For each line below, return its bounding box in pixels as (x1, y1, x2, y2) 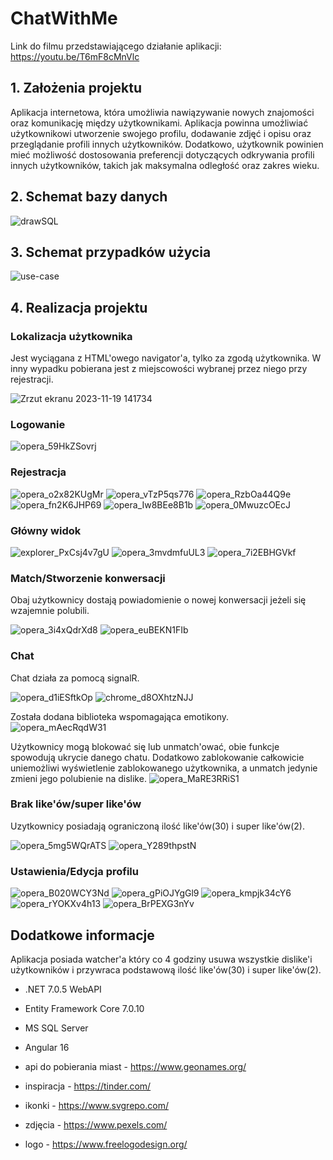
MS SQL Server (24, 1022, 89, 1034)
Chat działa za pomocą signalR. (10, 672, 140, 684)
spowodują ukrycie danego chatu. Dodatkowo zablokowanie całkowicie (10, 751, 305, 763)
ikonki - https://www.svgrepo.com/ (24, 1099, 169, 1111)
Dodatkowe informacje (10, 927, 155, 944)
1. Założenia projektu (10, 80, 143, 97)
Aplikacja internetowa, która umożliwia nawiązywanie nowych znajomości (10, 106, 315, 118)
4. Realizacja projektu (10, 299, 148, 316)
